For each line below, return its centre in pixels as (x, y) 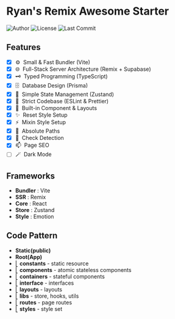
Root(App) (29, 257)
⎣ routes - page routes (43, 302)
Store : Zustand (35, 210)
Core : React (31, 204)
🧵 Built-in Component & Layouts (56, 108)
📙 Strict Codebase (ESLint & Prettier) (62, 101)
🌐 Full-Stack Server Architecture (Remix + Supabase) (83, 69)
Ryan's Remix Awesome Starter (88, 11)
